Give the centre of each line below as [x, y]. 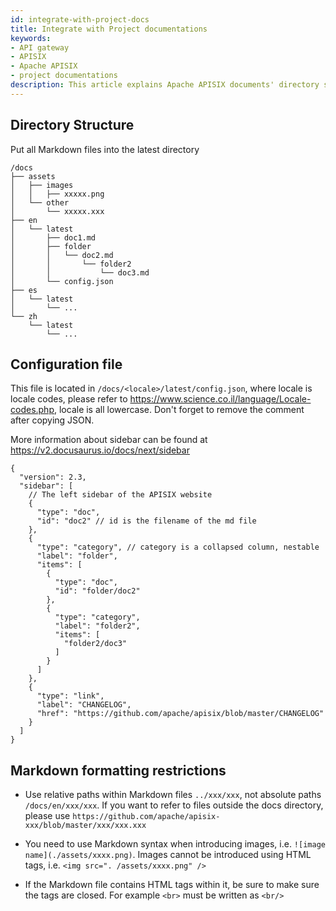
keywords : [31, 38]
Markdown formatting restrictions [118, 770]
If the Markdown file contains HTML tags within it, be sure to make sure [172, 885]
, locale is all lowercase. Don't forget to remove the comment [179, 410]
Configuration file [66, 364]
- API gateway [40, 47]
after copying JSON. [52, 420]
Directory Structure [72, 125]
